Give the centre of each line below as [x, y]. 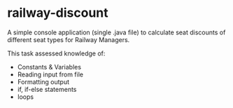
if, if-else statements [47, 89]
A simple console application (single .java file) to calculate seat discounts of [116, 32]
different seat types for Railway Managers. [69, 39]
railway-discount [58, 13]
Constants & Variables [49, 67]
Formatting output [43, 81]
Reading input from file [50, 74]
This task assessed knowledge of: [56, 53]
